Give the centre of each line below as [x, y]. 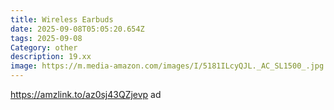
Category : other [44, 47]
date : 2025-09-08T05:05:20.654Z [77, 29]
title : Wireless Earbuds [62, 19]
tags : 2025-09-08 [46, 38]
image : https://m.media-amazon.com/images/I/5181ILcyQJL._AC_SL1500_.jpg [167, 66]
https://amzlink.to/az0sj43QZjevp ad [86, 94]
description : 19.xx [51, 57]
